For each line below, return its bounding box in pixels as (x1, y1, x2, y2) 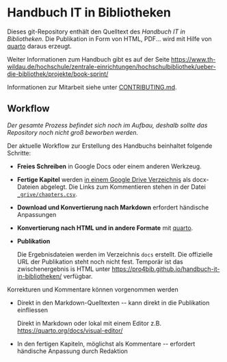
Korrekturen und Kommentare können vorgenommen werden (7, 285, 179, 294)
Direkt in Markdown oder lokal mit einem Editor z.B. (16, 319, 162, 327)
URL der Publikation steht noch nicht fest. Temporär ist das (16, 257, 183, 266)
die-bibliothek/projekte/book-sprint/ (7, 70, 109, 78)
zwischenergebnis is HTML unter (16, 265, 111, 273)
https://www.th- (170, 55, 216, 63)
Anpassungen (16, 210, 57, 218)
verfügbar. (63, 272, 93, 280)
